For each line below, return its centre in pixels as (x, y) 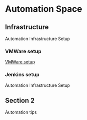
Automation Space (44, 9)
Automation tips (21, 112)
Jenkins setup (22, 75)
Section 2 (20, 100)
